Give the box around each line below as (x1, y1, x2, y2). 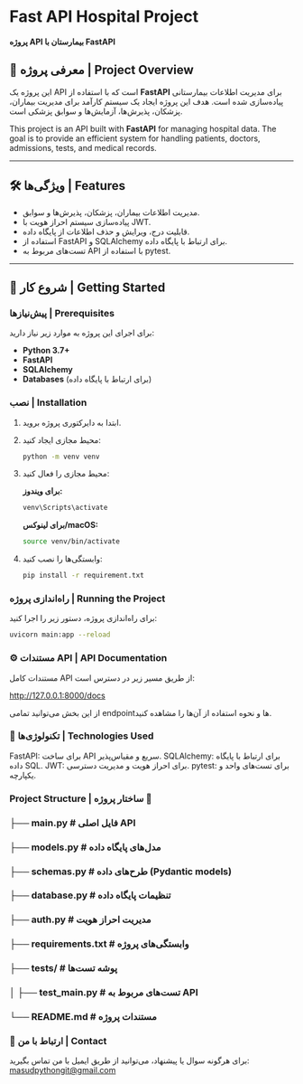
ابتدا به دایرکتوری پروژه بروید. (22, 417, 122, 428)
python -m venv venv (22, 452, 100, 461)
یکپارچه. (9, 769, 37, 780)
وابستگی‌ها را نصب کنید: (22, 553, 103, 564)
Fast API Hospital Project (9, 6, 199, 27)
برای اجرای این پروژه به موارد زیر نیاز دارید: (9, 327, 155, 338)
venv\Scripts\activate (22, 504, 108, 513)
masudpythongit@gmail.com (9, 1065, 116, 1076)
